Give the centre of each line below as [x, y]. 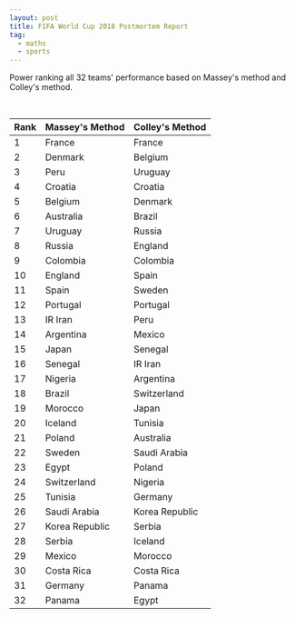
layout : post [34, 18]
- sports [34, 52]
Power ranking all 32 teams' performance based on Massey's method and [148, 77]
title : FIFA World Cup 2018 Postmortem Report [99, 26]
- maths [32, 43]
